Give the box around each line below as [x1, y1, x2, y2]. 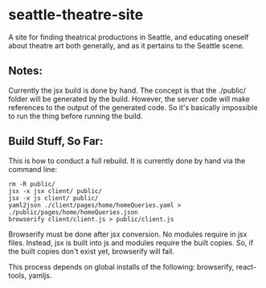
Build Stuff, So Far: [8, 134, 104, 148]
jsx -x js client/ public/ [8, 194, 99, 202]
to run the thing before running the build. [8, 111, 143, 121]
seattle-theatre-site [8, 6, 144, 24]
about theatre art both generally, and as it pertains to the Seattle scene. [8, 40, 245, 50]
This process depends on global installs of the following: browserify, [8, 261, 235, 271]
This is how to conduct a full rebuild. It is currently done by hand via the [8, 155, 246, 166]
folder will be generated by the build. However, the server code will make [8, 94, 251, 104]
